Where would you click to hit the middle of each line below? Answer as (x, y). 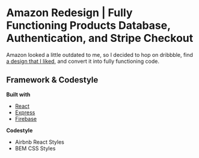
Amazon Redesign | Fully (69, 13)
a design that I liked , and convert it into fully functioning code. (83, 61)
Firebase (26, 118)
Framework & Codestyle (52, 80)
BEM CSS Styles (35, 148)
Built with (18, 94)
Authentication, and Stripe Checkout (100, 38)
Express (25, 112)
